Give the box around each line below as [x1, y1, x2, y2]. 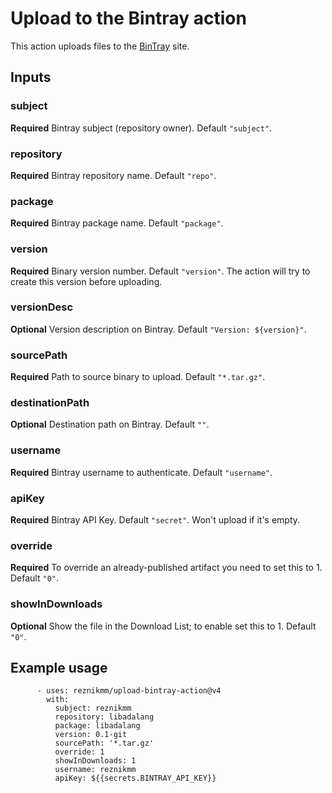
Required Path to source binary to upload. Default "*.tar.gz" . [10, 371, 266, 383]
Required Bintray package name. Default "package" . [10, 217, 224, 229]
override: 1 [54, 747, 105, 757]
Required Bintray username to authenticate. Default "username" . [10, 466, 273, 478]
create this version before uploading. [10, 275, 163, 287]
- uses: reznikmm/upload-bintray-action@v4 [36, 686, 222, 696]
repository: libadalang [54, 712, 155, 722]
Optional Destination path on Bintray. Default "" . [10, 418, 210, 431]
